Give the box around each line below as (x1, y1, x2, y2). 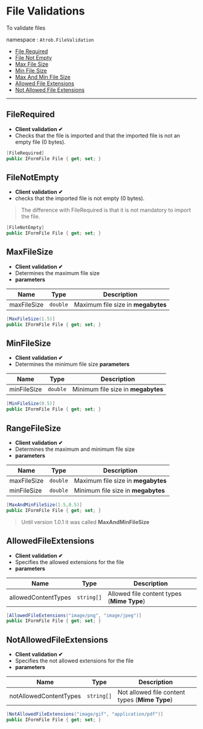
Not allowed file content (117, 688, 185, 696)
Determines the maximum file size (14, 269, 100, 276)
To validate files (6, 24, 46, 31)
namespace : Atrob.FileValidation (6, 36, 94, 43)
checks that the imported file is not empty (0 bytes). (14, 195, 145, 202)
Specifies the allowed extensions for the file (14, 558, 124, 566)
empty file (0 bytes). (14, 138, 66, 146)
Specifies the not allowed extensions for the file (14, 657, 134, 664)
